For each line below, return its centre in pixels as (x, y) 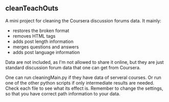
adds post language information (46, 52)
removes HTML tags (34, 36)
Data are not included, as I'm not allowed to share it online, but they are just (85, 62)
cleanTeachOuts (32, 8)
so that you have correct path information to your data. (63, 93)
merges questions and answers (46, 47)
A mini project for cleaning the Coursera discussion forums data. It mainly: (83, 20)
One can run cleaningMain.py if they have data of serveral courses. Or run (83, 77)
